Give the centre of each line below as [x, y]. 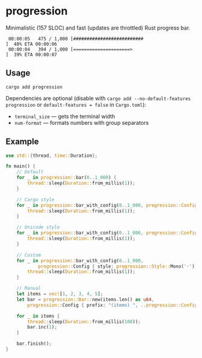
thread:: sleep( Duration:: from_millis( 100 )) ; [84, 322]
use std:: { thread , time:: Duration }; [52, 155]
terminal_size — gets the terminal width [65, 116]
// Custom [29, 255]
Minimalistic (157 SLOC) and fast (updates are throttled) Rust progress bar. [98, 28]
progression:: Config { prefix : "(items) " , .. [87, 305]
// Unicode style [38, 227]
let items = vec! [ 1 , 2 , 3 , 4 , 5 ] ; [60, 294]
